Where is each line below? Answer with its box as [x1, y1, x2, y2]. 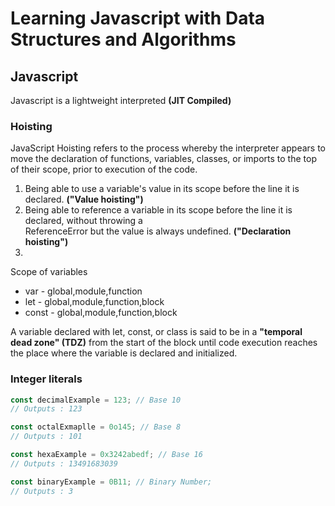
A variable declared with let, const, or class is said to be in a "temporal [10, 326, 303, 338]
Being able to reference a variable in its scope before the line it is [24, 204, 293, 216]
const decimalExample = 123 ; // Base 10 [10, 395, 182, 405]
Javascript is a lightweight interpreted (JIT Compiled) [10, 95, 232, 106]
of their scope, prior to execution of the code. [10, 163, 198, 176]
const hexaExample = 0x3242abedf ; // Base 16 [10, 450, 203, 460]
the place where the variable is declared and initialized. [10, 347, 238, 359]
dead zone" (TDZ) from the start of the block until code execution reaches [10, 337, 318, 349]
